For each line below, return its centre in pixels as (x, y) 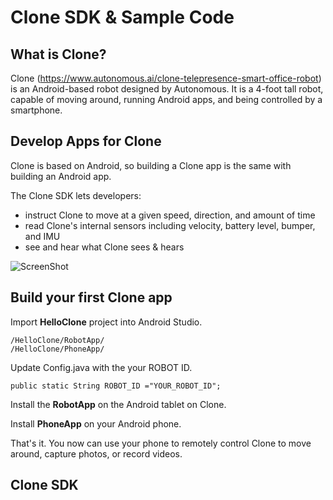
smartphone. (36, 110)
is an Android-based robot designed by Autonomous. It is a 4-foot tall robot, (167, 89)
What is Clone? (58, 54)
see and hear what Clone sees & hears (104, 247)
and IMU (42, 236)
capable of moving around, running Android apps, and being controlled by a (166, 99)
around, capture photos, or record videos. (96, 453)
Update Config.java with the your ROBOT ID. (101, 367)
